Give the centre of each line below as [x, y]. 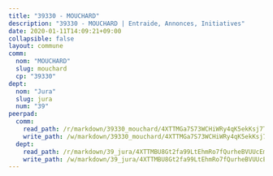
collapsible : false [41, 39]
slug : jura [34, 99]
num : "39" [32, 106]
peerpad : [23, 114]
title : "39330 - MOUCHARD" [54, 16]
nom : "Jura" [36, 91]
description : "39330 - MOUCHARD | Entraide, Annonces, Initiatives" [127, 24]
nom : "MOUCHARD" [43, 62]
